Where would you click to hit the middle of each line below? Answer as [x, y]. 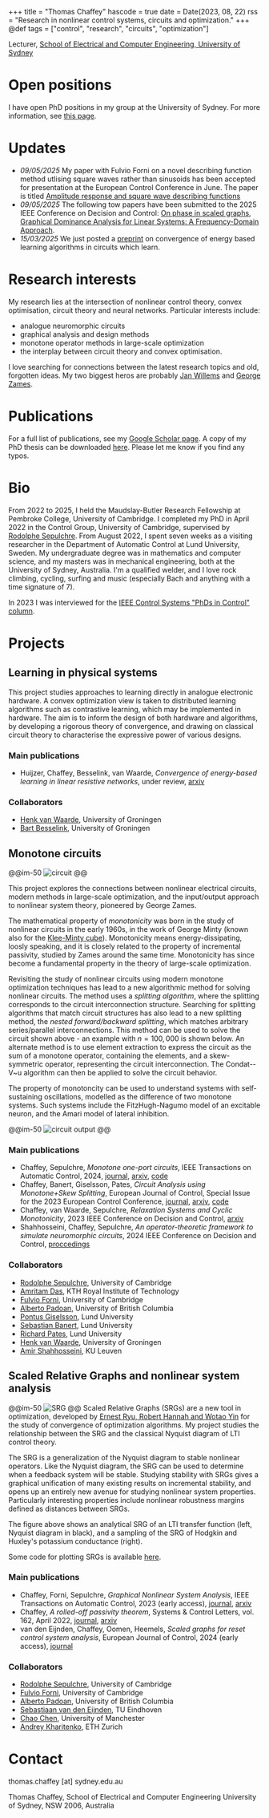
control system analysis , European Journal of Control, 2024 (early [129, 1637]
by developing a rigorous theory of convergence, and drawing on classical [131, 726]
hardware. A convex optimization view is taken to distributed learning [122, 700]
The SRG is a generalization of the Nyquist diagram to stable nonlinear [124, 1457]
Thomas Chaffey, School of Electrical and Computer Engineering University [132, 1797]
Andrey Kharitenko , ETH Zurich [71, 1727]
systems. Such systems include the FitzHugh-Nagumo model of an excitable [134, 1105]
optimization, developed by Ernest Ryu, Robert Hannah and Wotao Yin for [129, 1416]
